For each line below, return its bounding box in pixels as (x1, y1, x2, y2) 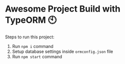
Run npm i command (12, 43, 54, 49)
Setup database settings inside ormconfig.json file (12, 48, 113, 54)
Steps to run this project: (5, 34, 54, 40)
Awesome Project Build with (5, 3, 121, 15)
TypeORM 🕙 (5, 15, 57, 26)
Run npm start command (12, 53, 62, 59)
